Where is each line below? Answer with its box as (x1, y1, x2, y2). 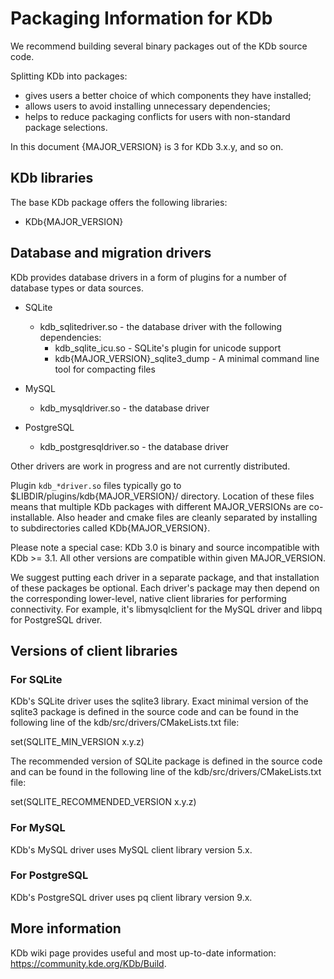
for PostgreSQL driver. (10, 613, 103, 626)
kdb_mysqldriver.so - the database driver (39, 402, 210, 414)
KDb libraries (10, 170, 94, 187)
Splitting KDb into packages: (10, 70, 128, 82)
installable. (10, 511, 55, 523)
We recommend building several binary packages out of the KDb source (10, 40, 308, 52)
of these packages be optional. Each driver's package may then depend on (10, 582, 320, 594)
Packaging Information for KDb (10, 7, 273, 30)
